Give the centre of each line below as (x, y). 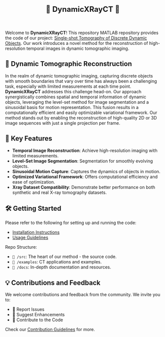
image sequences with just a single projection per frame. (63, 123)
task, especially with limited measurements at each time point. (68, 86)
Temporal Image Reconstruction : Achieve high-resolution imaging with (85, 150)
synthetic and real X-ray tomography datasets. (59, 192)
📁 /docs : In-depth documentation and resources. (62, 267)
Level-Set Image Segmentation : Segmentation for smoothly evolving (82, 161)
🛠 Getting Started (33, 208)
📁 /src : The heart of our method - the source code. (64, 257)
